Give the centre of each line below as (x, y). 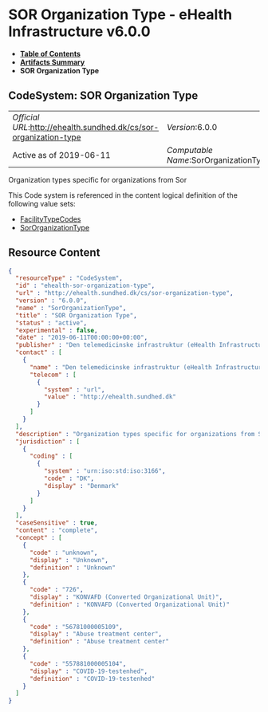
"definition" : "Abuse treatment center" (99, 642)
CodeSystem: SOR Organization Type (103, 96)
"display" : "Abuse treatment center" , (95, 634)
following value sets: (42, 203)
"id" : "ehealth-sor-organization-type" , (85, 286)
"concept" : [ (39, 538)
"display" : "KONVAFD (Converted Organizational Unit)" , (126, 597)
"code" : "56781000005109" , (76, 627)
